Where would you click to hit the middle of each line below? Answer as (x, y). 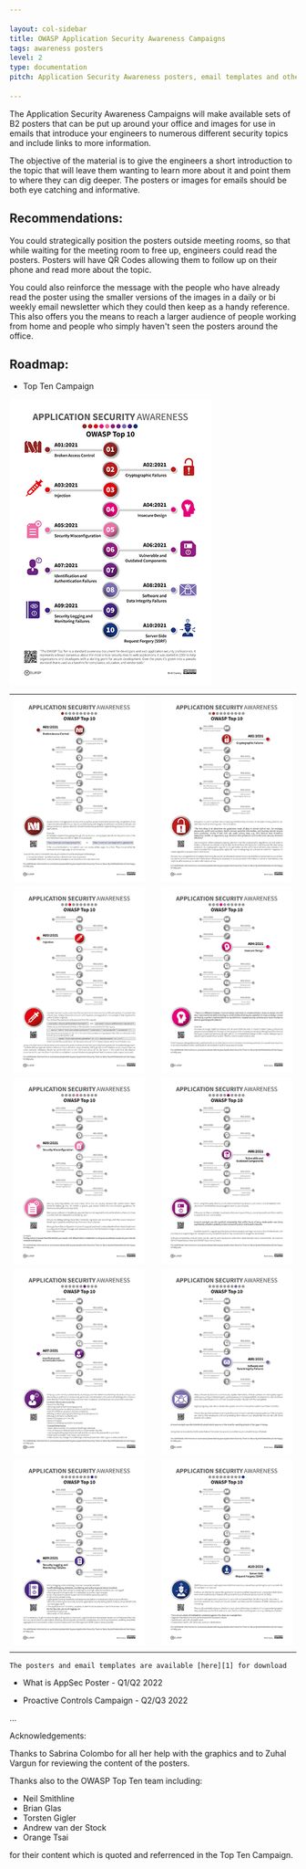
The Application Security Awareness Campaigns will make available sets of (150, 113)
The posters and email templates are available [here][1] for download (148, 1666)
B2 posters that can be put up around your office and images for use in (143, 123)
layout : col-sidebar (49, 29)
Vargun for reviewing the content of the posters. (100, 1763)
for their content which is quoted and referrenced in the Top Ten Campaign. (151, 1855)
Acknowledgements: (48, 1736)
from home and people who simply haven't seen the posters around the (144, 326)
